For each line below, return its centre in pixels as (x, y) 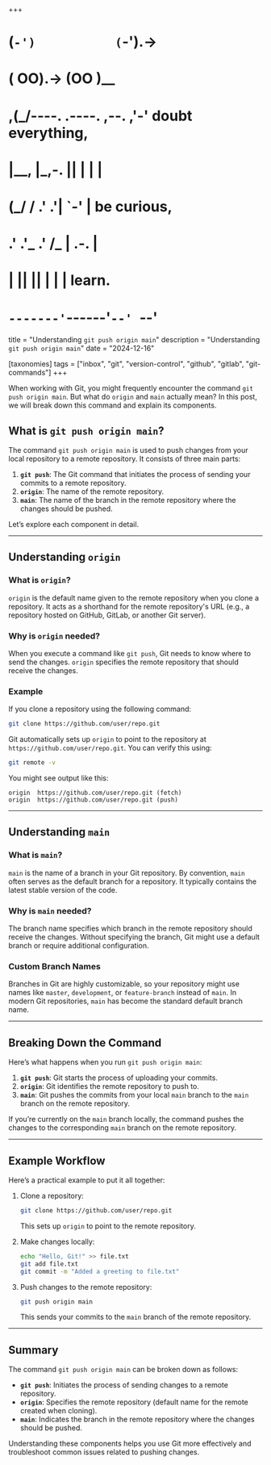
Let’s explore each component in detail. (74, 525)
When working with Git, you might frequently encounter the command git (131, 388)
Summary (33, 1350)
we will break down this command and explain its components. (113, 405)
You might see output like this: (58, 778)
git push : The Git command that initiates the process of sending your (135, 475)
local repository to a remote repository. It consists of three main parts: (125, 459)
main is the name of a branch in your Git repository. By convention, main (127, 873)
